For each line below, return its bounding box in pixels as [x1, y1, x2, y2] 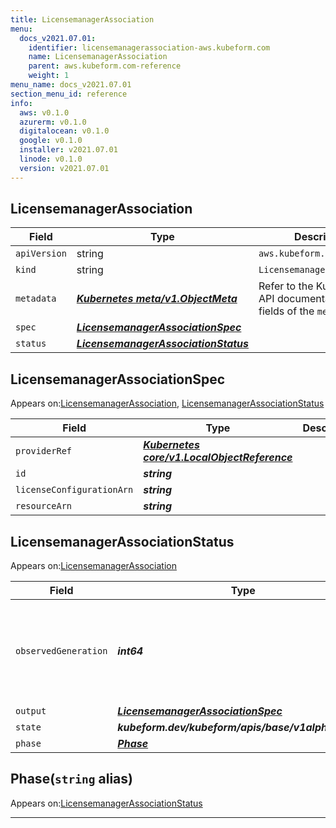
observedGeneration [15, 646, 108, 657]
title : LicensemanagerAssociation [10, 14, 155, 25]
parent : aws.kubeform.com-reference [28, 61, 182, 71]
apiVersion [15, 248, 67, 260]
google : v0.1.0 [19, 136, 83, 146]
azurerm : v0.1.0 [19, 117, 87, 127]
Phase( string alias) [10, 771, 133, 788]
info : [10, 98, 33, 108]
